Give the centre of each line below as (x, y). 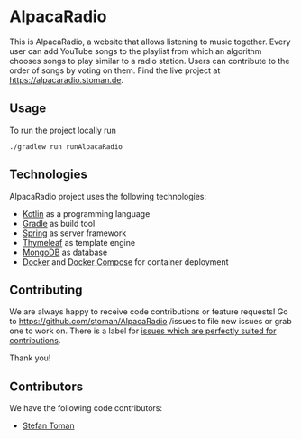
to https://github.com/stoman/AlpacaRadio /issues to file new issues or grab (150, 322)
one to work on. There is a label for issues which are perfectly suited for (143, 331)
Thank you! (30, 358)
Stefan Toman (48, 425)
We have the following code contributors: (86, 408)
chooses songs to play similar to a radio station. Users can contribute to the (150, 61)
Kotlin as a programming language (86, 213)
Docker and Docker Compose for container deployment (125, 262)
